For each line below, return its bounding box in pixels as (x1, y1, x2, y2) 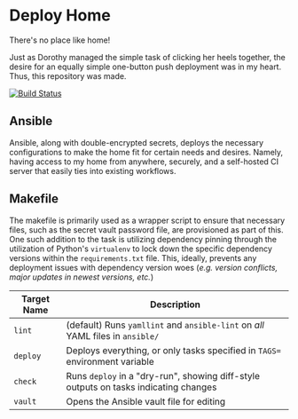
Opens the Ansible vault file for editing (66, 395, 226, 407)
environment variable (66, 355, 155, 368)
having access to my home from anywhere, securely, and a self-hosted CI (9, 156, 279, 167)
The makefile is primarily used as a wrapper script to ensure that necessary (9, 215, 286, 225)
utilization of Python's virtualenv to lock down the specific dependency (9, 243, 273, 254)
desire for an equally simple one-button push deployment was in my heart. (9, 61, 282, 72)
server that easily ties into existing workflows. (9, 165, 176, 176)
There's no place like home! (9, 35, 111, 45)
